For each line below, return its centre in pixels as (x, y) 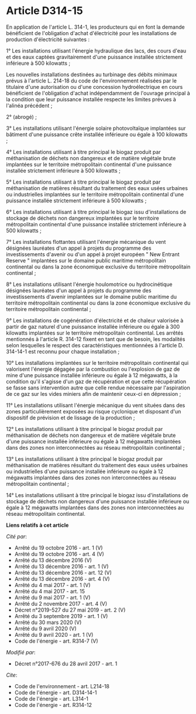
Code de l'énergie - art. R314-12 (53, 705)
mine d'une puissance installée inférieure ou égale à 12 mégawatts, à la (92, 375)
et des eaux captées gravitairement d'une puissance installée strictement (94, 57)
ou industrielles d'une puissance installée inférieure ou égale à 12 (85, 471)
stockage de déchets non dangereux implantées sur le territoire (82, 218)
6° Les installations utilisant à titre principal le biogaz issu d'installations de (96, 212)
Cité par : (17, 536)
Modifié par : (21, 652)
